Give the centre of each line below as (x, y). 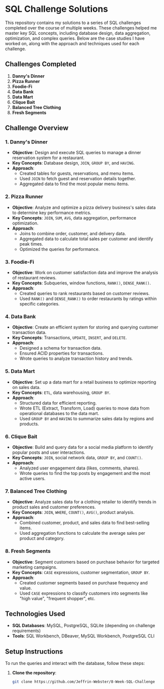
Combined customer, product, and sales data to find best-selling (84, 523)
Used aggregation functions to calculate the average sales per (82, 533)
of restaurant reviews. (34, 278)
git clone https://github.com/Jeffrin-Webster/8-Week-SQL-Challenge (83, 682)
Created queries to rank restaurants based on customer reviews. (85, 294)
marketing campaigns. (35, 567)
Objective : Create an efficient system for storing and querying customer (85, 327)
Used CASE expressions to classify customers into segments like (84, 593)
